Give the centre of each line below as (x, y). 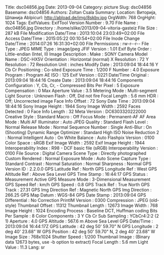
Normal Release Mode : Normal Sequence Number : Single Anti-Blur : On (79, 127)
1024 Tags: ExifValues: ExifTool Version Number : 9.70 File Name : (72, 23)
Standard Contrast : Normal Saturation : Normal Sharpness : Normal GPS (78, 164)
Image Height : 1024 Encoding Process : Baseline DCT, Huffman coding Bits (81, 211)
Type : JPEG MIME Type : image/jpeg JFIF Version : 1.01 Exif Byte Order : (78, 49)
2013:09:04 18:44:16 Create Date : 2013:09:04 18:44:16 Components (74, 80)
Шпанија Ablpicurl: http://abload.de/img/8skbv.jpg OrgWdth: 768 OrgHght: (80, 17)
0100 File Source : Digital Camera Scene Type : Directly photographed (76, 153)
